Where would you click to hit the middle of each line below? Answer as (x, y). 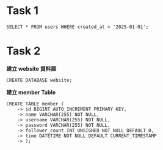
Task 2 (24, 51)
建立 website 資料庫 (31, 68)
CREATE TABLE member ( (35, 104)
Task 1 (22, 11)
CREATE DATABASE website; (39, 80)
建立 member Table (31, 92)
